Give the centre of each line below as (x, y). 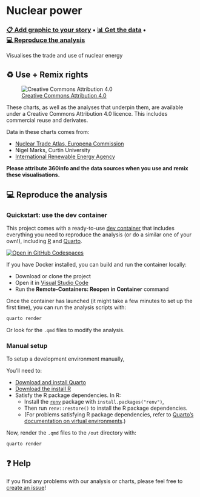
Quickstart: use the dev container (57, 215)
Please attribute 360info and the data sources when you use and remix (97, 168)
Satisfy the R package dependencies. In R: (68, 395)
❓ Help (19, 463)
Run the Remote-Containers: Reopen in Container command (92, 289)
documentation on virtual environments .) (75, 421)
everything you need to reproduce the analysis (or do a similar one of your (99, 235)
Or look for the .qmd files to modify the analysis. (65, 330)
